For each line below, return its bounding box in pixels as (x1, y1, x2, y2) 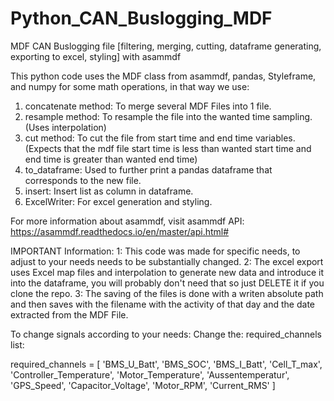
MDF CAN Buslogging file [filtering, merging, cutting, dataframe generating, (10, 40, 322, 52)
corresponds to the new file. (24, 174, 142, 186)
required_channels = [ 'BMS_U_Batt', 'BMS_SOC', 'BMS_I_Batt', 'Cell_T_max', (10, 358, 323, 370)
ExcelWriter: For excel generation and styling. (24, 195, 213, 207)
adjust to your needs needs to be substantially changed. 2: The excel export (10, 255, 324, 267)
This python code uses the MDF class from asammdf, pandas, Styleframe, (10, 70, 317, 82)
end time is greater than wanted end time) (24, 153, 198, 165)
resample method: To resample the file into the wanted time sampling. (24, 110, 313, 122)
